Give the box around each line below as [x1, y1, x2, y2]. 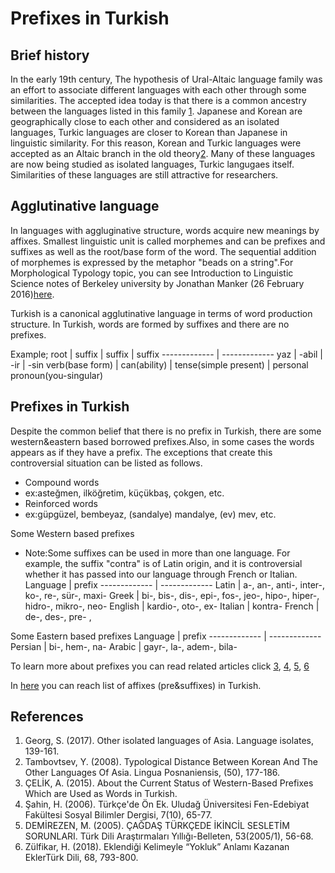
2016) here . [10, 288, 55, 300]
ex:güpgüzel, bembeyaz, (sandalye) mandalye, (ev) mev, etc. [24, 508, 277, 520]
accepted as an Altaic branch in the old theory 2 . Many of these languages [10, 148, 316, 159]
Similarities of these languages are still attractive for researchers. [10, 169, 279, 181]
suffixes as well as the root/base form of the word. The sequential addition [10, 245, 317, 257]
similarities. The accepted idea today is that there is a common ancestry [10, 95, 307, 106]
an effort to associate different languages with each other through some [10, 84, 307, 96]
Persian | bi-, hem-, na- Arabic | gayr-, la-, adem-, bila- [10, 640, 238, 652]
